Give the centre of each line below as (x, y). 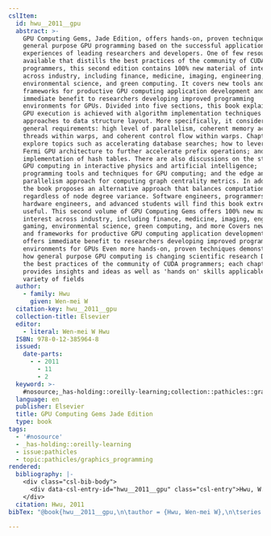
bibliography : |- (45, 475)
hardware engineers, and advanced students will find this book (133, 204)
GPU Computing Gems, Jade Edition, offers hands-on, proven (126, 38)
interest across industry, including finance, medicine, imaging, (137, 219)
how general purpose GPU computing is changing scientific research (140, 256)
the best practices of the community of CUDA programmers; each (133, 264)
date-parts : (43, 354)
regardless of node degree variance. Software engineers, (122, 196)
